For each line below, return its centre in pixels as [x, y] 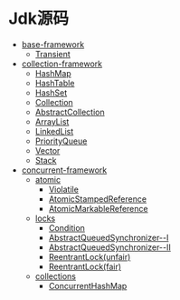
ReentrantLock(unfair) [90, 256]
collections [55, 276]
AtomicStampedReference [97, 199]
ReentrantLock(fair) [85, 266]
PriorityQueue [61, 141]
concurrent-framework [64, 170]
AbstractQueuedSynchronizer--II [109, 247]
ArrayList [52, 121]
